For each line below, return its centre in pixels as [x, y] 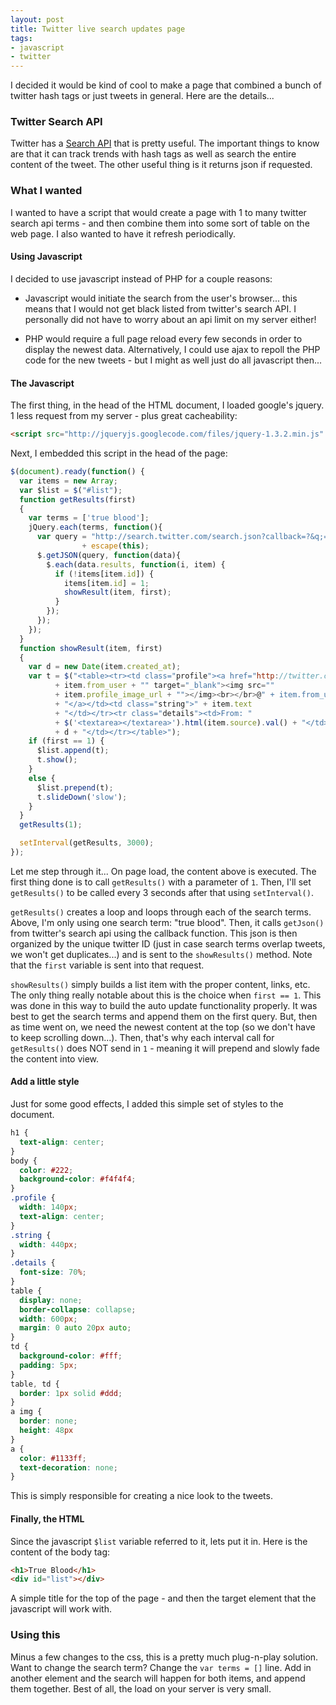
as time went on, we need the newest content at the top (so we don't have [163, 1027]
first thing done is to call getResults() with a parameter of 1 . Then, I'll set [161, 882]
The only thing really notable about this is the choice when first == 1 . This [166, 995]
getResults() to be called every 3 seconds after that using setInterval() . [162, 892]
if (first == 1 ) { [66, 741]
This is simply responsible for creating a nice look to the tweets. [141, 1496]
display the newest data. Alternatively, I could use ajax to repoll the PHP [172, 349]
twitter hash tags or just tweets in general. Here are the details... [142, 96]
